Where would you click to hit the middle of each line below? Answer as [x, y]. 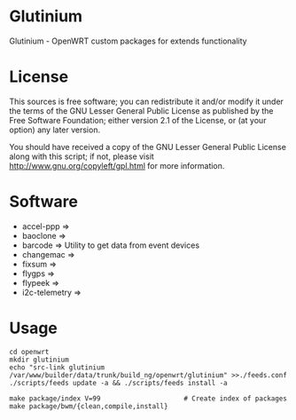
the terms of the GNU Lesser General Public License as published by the [141, 111]
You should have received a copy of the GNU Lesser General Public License [148, 147]
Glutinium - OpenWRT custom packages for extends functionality [128, 41]
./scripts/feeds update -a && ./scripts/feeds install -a [118, 383]
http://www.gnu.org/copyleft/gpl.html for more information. [117, 165]
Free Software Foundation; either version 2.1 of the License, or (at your [138, 120]
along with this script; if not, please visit [82, 156]
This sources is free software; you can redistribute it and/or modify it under [146, 101]
